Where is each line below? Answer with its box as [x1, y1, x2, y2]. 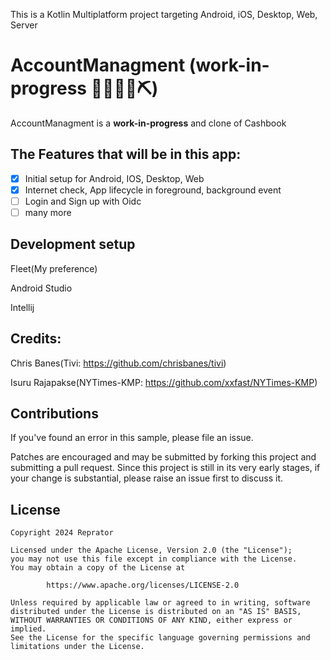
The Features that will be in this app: [10, 146, 242, 163]
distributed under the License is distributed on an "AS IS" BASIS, [10, 607, 302, 617]
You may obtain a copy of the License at [10, 563, 186, 573]
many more [24, 206, 72, 218]
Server [10, 19, 38, 31]
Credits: [10, 330, 62, 348]
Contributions [10, 405, 99, 423]
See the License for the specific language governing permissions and [10, 633, 311, 643]
